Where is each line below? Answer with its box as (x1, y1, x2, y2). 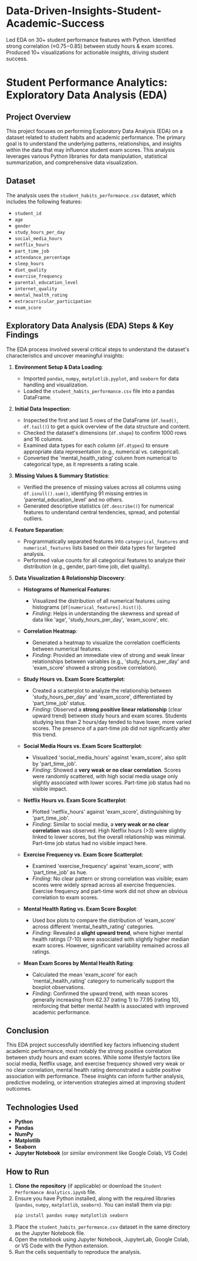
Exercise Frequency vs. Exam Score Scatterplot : (23, 851, 143, 858)
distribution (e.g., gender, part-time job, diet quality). (23, 563, 151, 570)
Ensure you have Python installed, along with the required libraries (14, 1195, 175, 1202)
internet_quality (14, 285, 58, 292)
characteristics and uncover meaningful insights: (6, 352, 125, 359)
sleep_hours (14, 261, 44, 266)
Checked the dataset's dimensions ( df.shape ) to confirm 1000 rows (23, 429, 187, 436)
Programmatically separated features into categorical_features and (23, 538, 189, 545)
